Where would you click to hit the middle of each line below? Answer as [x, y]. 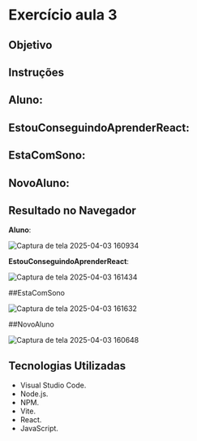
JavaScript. [39, 429]
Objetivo [30, 45]
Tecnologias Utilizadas [67, 366]
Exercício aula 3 [63, 15]
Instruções [36, 72]
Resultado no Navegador [72, 210]
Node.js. [34, 394]
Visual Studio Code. [53, 385]
